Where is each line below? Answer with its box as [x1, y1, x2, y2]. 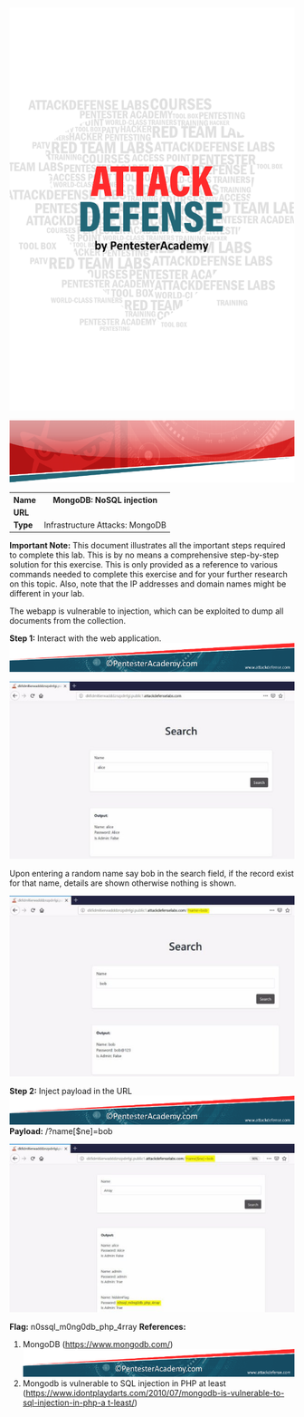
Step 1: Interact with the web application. [9, 633, 162, 644]
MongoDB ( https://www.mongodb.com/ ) [22, 1339, 174, 1350]
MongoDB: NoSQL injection [52, 494, 158, 505]
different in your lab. [9, 587, 85, 598]
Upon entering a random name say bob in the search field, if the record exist [9, 868, 294, 878]
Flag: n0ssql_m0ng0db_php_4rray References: [9, 1322, 186, 1333]
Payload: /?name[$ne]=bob [9, 1126, 113, 1137]
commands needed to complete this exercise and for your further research [9, 568, 288, 579]
